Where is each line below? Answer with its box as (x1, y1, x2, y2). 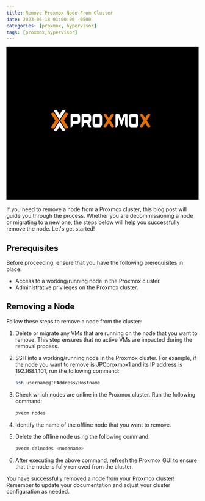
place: (6, 265, 23, 273)
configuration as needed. (6, 488, 70, 495)
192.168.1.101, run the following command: (15, 367, 120, 375)
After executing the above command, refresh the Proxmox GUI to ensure (15, 456, 197, 464)
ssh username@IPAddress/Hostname (15, 380, 101, 386)
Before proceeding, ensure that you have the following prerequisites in (6, 259, 184, 267)
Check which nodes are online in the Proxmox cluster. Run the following (15, 391, 196, 398)
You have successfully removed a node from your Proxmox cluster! (6, 475, 175, 482)
